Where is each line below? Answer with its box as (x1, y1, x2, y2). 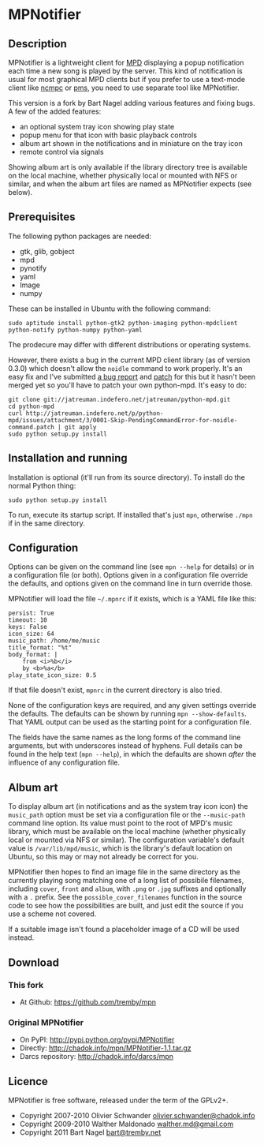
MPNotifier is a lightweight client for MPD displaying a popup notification (8, 58, 244, 67)
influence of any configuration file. (8, 758, 121, 767)
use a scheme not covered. (8, 909, 97, 919)
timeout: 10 (8, 616, 47, 624)
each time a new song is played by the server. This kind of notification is (8, 66, 243, 76)
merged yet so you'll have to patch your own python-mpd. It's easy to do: (8, 380, 247, 390)
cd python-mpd (8, 402, 55, 410)
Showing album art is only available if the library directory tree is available (8, 163, 248, 171)
